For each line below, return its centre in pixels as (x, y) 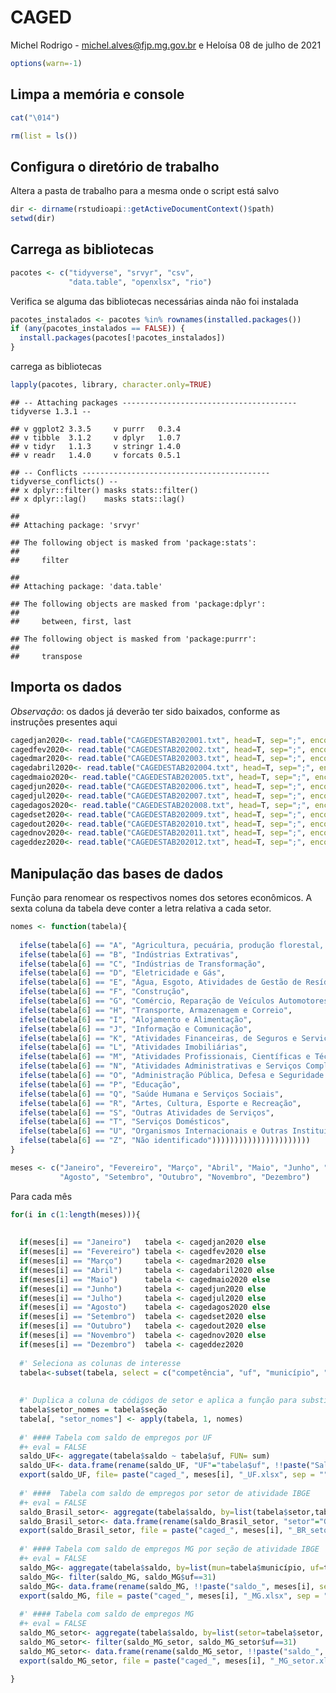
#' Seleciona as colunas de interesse (100, 1363)
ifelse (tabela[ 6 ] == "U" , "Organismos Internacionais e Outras (153, 1131)
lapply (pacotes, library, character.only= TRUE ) (111, 385)
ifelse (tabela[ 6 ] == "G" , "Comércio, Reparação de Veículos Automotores (174, 1001)
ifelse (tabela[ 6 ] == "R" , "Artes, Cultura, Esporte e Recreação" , (160, 1103)
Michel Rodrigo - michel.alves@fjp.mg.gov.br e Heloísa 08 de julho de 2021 (166, 45)
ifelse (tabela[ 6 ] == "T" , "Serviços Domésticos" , (124, 1122)
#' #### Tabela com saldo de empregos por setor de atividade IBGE (165, 1493)
